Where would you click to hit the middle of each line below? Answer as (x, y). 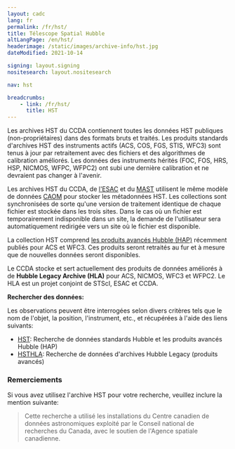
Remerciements (35, 380)
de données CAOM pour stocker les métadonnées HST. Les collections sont (117, 197)
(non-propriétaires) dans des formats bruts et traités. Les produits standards (117, 138)
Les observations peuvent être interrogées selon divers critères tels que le (115, 311)
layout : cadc (26, 14)
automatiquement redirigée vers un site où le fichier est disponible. (104, 226)
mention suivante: (33, 403)
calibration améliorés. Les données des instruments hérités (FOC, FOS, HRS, (118, 161)
